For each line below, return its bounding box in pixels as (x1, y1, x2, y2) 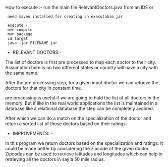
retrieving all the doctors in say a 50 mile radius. (5, 156, 105, 162)
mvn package (7, 32, 33, 37)
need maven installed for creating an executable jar (7, 14, 123, 19)
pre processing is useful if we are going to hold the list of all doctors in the (5, 95, 160, 100)
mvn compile (7, 27, 33, 32)
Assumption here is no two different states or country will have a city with (5, 65, 158, 70)
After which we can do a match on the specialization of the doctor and (5, 116, 151, 121)
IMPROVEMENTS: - (12, 131, 53, 136)
